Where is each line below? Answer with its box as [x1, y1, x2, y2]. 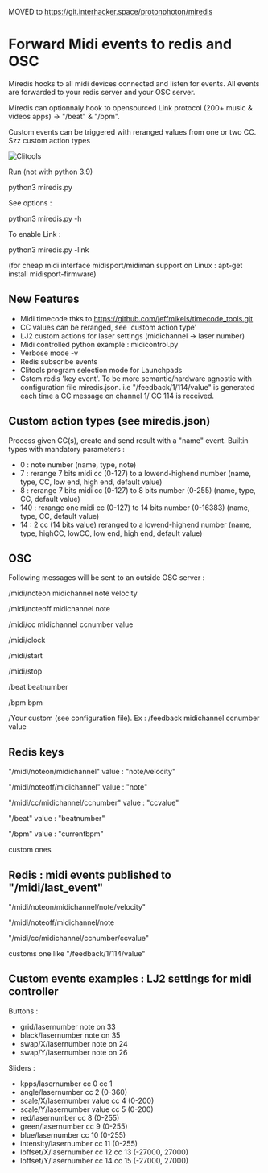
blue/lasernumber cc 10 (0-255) [19, 1129, 126, 1139]
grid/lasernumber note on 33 [19, 1022, 116, 1031]
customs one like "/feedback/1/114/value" [8, 949, 146, 958]
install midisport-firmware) [8, 269, 97, 279]
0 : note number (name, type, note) [19, 459, 137, 470]
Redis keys [8, 745, 64, 759]
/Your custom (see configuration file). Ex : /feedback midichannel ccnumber [8, 713, 260, 723]
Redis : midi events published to [8, 868, 171, 881]
